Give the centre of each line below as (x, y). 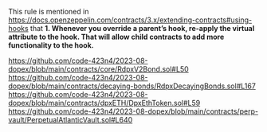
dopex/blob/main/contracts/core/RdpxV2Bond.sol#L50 (98, 69)
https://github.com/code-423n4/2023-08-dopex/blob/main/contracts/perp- (133, 111)
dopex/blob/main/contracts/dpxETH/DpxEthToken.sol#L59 (104, 103)
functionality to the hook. (51, 45)
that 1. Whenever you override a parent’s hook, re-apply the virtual (143, 28)
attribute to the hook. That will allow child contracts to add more (116, 37)
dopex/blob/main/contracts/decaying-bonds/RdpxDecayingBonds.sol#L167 (132, 86)
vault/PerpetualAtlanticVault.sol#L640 (71, 120)
